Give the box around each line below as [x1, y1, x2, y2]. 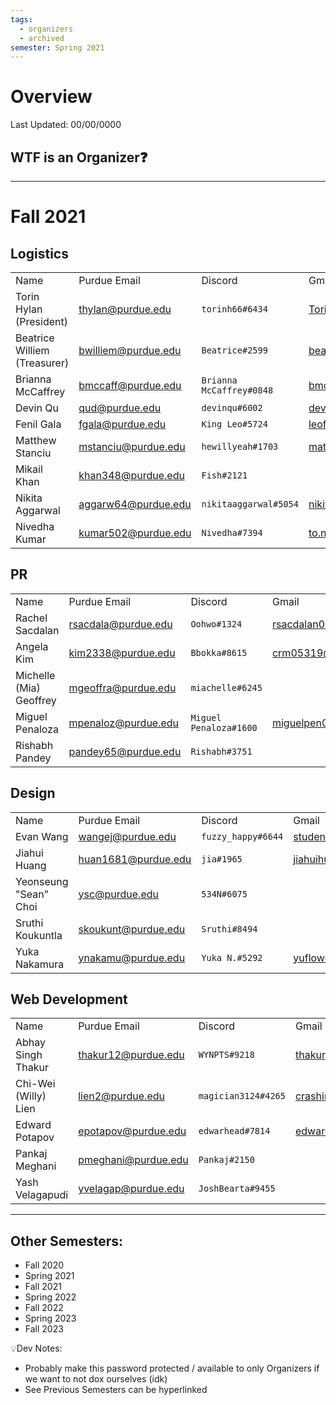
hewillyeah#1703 [201, 441, 279, 452]
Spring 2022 [24, 1291, 77, 1303]
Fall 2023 [24, 1323, 64, 1335]
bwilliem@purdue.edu [78, 344, 182, 357]
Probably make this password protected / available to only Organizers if [24, 1362, 320, 1375]
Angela [15, 639, 49, 653]
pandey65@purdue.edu [68, 744, 182, 758]
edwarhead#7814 [198, 1126, 271, 1137]
